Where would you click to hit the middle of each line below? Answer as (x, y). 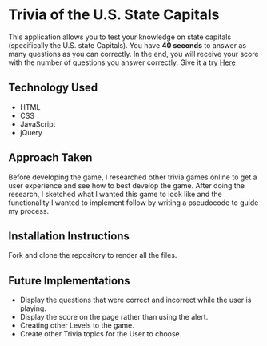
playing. (33, 308)
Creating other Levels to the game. (77, 325)
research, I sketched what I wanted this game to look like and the (115, 194)
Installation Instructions (69, 236)
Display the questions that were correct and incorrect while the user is (135, 300)
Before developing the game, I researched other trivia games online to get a (133, 177)
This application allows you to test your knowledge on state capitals (120, 37)
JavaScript (38, 124)
